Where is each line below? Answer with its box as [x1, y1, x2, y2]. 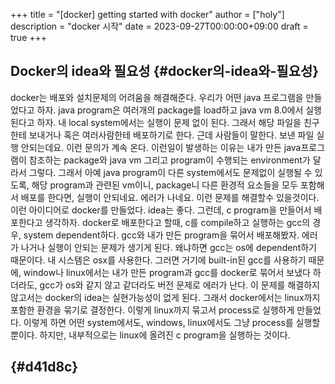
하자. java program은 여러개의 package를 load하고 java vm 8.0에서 [36, 104, 304, 116]
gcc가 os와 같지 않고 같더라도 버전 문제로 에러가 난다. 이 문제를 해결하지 [39, 279, 320, 291]
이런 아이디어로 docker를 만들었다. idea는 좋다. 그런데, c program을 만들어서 [10, 204, 312, 216]
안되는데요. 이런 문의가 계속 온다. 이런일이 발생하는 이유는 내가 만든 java [20, 141, 302, 153]
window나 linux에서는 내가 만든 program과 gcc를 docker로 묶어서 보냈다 [23, 266, 311, 278]
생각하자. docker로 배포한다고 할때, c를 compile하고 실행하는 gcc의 [44, 216, 311, 228]
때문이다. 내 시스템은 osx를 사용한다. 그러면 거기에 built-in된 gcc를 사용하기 [10, 254, 307, 266]
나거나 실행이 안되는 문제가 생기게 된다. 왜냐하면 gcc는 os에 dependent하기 [20, 241, 317, 253]
